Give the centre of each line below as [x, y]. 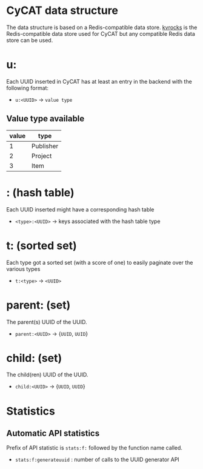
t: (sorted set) [42, 245]
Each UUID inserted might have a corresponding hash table [80, 209]
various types [23, 269]
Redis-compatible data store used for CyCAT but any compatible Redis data [101, 33]
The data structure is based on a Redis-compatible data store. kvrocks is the [102, 27]
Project [42, 156]
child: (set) [34, 358]
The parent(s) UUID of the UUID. [47, 322]
